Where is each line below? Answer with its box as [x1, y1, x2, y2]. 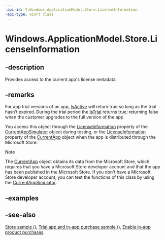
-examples [5, 194, 39, 202]
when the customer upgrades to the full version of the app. [5, 114, 125, 120]
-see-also [5, 211, 36, 219]
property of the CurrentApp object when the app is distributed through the [5, 134, 156, 140]
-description [5, 63, 44, 72]
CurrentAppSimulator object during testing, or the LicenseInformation [5, 129, 146, 135]
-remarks [5, 90, 34, 99]
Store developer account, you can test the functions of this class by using [5, 174, 155, 180]
